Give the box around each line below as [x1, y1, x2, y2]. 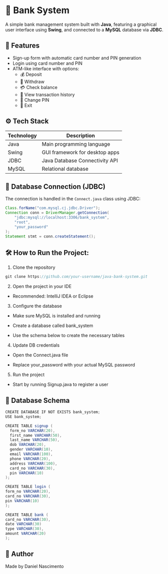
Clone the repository [12, 264, 55, 270]
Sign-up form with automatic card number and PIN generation [12, 55, 141, 61]
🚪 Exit [20, 102, 32, 108]
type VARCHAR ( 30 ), [5, 526, 44, 531]
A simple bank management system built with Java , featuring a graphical [5, 21, 157, 27]
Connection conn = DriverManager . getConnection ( [5, 210, 109, 216]
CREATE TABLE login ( [5, 484, 51, 489]
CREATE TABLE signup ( [5, 423, 53, 428]
